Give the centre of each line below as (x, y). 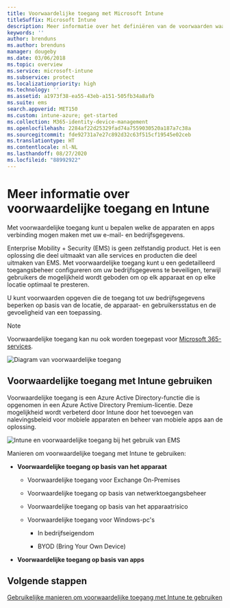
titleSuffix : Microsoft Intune (52, 20)
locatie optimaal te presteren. (48, 284)
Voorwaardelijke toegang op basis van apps (81, 559)
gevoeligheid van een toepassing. (55, 312)
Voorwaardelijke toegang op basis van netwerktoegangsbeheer (117, 493)
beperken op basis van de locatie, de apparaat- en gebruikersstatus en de (112, 305)
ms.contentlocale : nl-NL (42, 147)
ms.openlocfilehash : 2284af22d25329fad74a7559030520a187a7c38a (99, 128)
